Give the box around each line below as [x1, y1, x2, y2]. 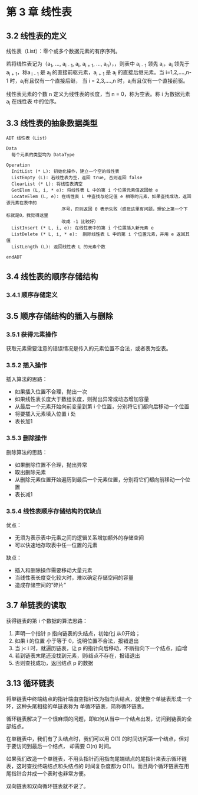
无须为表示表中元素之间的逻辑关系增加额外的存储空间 [14, 534, 144, 541]
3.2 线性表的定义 [6, 31, 67, 41]
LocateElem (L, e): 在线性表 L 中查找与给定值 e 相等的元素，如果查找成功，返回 [11, 193, 192, 199]
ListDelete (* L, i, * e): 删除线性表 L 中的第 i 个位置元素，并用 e [11, 231, 174, 237]
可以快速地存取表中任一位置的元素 [14, 541, 98, 548]
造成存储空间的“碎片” [14, 581, 67, 589]
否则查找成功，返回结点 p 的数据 [14, 659, 94, 666]
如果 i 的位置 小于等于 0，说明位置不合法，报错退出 [14, 637, 139, 644]
